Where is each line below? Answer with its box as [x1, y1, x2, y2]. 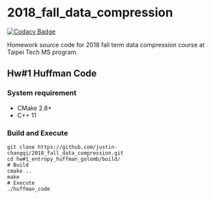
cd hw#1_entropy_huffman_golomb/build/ [7, 155, 121, 162]
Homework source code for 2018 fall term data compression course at [7, 40, 205, 49]
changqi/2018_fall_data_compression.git [7, 149, 124, 157]
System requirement [7, 88, 77, 98]
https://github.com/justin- [37, 144, 118, 150]
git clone [7, 144, 36, 150]
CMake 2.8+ [16, 104, 53, 112]
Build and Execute [7, 128, 68, 137]
